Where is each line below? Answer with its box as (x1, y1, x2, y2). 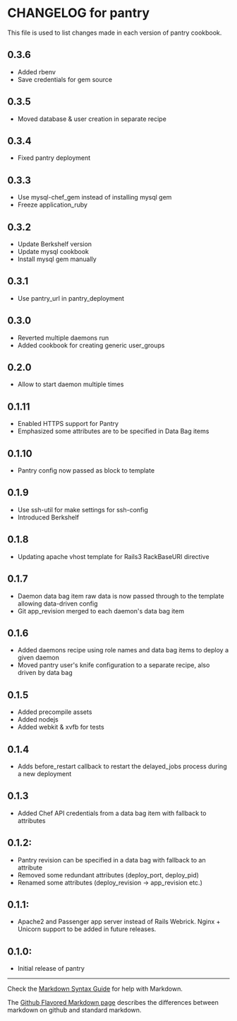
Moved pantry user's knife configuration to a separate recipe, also (17, 661, 210, 669)
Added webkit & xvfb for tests (17, 723, 104, 732)
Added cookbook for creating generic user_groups (17, 341, 165, 350)
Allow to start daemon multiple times (17, 380, 124, 388)
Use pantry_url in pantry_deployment (17, 294, 125, 302)
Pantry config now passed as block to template (17, 466, 155, 475)
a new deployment (17, 769, 72, 778)
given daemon (17, 653, 60, 662)
